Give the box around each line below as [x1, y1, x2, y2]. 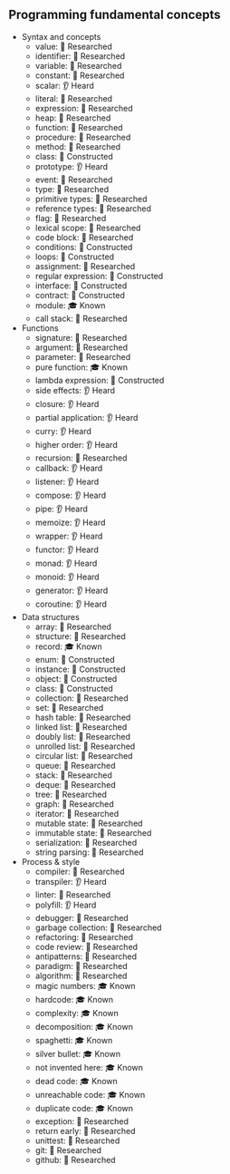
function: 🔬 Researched [34, 121, 123, 132]
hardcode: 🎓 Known [34, 994, 114, 1004]
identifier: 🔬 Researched [34, 50, 126, 62]
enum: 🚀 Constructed [34, 654, 115, 665]
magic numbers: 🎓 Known [34, 980, 137, 991]
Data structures [21, 611, 81, 622]
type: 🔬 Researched [34, 183, 110, 194]
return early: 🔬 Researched [34, 1125, 136, 1136]
